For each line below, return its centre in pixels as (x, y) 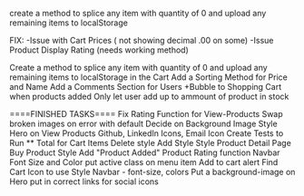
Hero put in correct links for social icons (84, 181)
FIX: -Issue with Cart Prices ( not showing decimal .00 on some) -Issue (142, 40)
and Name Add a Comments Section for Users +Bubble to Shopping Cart (146, 87)
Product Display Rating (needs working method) (99, 50)
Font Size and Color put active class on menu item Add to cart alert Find (144, 162)
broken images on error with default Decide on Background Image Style (144, 123)
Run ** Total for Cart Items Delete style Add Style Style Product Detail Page (151, 143)
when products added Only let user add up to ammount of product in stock (149, 96)
